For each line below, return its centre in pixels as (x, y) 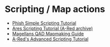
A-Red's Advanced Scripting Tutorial (50, 39)
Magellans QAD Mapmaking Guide (48, 33)
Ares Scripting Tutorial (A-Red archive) (52, 28)
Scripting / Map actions (55, 9)
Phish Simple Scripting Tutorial (44, 23)
